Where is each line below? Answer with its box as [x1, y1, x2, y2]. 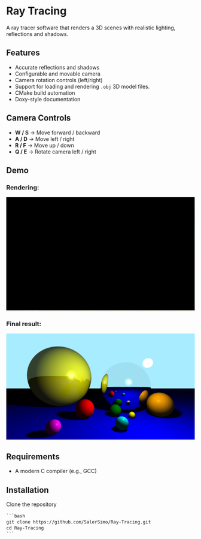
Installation [6, 484, 49, 495]
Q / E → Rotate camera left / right [14, 148, 97, 155]
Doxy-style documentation [14, 95, 81, 103]
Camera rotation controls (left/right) [14, 76, 103, 83]
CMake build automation [14, 89, 75, 97]
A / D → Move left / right [14, 135, 75, 142]
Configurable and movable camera [14, 70, 100, 77]
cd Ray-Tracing [6, 525, 44, 531]
